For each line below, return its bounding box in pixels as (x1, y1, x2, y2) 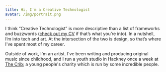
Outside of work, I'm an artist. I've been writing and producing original (5, 50, 149, 57)
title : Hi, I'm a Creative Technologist (5, 7, 90, 12)
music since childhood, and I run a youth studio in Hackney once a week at (5, 56, 159, 62)
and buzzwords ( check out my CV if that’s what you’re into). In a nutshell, (5, 31, 155, 36)
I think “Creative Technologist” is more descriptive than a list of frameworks (5, 25, 160, 31)
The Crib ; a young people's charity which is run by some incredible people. (5, 61, 159, 67)
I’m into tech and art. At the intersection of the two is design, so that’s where (5, 36, 162, 42)
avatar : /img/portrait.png (5, 12, 61, 17)
